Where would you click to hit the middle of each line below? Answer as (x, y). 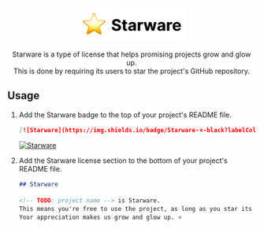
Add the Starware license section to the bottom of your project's (123, 161)
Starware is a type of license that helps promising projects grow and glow (132, 54)
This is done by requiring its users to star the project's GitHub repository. (132, 71)
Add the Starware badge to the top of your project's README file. (125, 114)
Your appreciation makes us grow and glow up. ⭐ (100, 218)
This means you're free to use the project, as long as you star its (136, 209)
